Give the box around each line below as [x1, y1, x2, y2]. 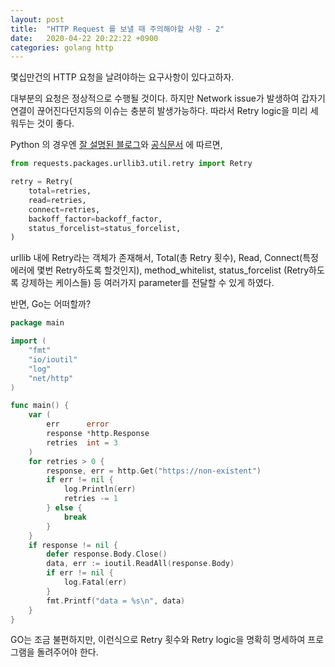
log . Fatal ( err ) [63, 577, 128, 587]
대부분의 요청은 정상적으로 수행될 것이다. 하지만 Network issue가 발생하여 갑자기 [10, 92, 326, 105]
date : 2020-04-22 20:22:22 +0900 [10, 33, 159, 43]
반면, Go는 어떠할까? [10, 298, 92, 310]
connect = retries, [28, 204, 101, 215]
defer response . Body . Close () [46, 549, 168, 560]
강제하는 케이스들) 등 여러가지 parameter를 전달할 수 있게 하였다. [20, 277, 275, 289]
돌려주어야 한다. [36, 646, 99, 658]
